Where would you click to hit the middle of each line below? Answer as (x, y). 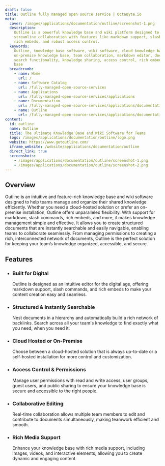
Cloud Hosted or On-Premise (47, 341)
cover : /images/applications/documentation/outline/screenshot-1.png (82, 23)
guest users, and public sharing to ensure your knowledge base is (79, 385)
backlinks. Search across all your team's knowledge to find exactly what (85, 323)
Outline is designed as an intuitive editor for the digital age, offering (80, 284)
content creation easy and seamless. (49, 294)
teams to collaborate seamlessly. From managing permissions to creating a (81, 233)
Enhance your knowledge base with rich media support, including (79, 448)
